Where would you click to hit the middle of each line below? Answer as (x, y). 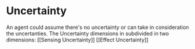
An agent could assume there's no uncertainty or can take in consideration (97, 27)
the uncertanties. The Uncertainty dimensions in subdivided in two (88, 33)
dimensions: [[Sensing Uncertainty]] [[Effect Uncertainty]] (77, 40)
